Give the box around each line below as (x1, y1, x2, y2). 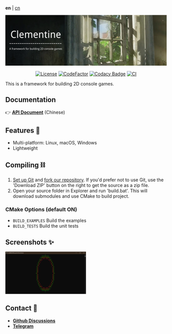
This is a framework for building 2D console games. (5, 80, 114, 87)
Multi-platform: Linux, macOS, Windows (12, 140, 97, 146)
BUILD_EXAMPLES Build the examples (12, 218, 87, 224)
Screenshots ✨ (5, 238, 54, 246)
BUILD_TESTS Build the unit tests (12, 223, 79, 229)
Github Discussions (12, 318, 56, 324)
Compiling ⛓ (5, 160, 46, 169)
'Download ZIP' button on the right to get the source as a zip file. (12, 182, 149, 188)
